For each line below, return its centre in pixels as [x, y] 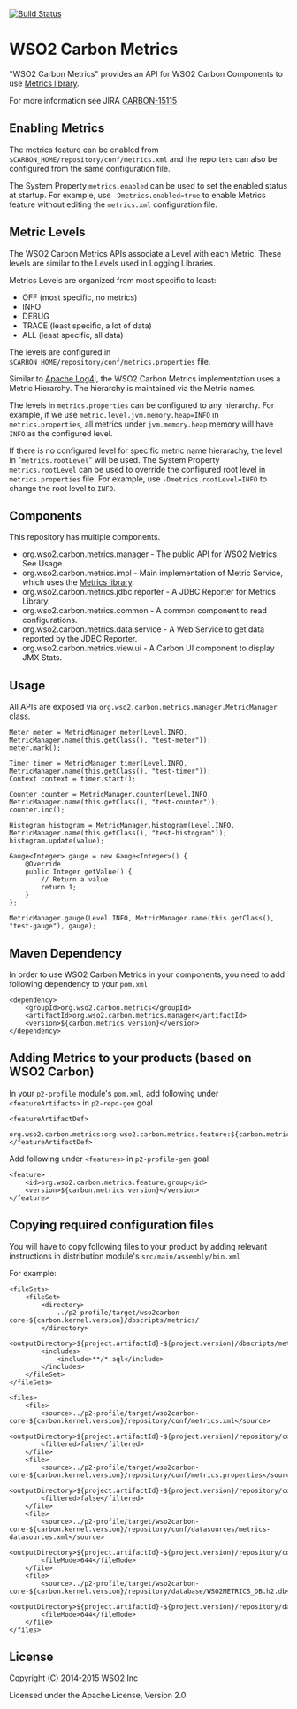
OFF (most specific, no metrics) [80, 297]
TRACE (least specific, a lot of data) [87, 325]
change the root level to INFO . [63, 488]
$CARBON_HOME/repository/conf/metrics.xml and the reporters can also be [143, 158]
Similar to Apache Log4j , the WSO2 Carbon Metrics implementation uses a [145, 378]
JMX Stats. [42, 658]
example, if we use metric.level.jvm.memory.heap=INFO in [114, 414]
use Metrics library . [44, 83]
